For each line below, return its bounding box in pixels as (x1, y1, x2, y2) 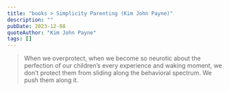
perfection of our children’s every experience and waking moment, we (23, 62, 223, 70)
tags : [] (7, 36, 32, 42)
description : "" (7, 16, 53, 23)
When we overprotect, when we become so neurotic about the (23, 54, 201, 62)
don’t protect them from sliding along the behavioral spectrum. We (23, 69, 213, 77)
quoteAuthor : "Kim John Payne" (7, 29, 97, 36)
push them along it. (23, 76, 79, 84)
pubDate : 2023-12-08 (7, 23, 67, 29)
